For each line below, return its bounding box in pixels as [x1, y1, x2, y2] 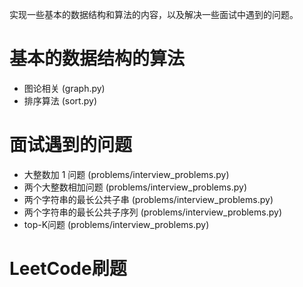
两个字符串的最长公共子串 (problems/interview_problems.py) [23, 193, 274, 205]
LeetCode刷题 [9, 258, 127, 280]
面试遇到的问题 [9, 134, 133, 157]
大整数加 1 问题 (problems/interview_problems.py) [23, 168, 230, 180]
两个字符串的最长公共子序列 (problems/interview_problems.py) [23, 206, 282, 218]
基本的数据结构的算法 [9, 48, 186, 70]
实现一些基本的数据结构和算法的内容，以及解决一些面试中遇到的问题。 [9, 9, 299, 20]
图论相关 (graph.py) [23, 82, 106, 94]
